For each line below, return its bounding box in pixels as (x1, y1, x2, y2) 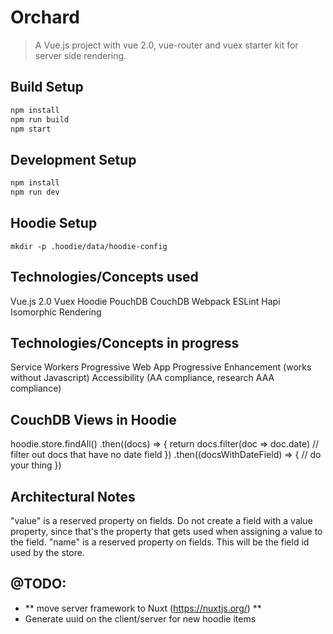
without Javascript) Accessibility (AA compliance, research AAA (10, 372, 275, 384)
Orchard (10, 6, 80, 29)
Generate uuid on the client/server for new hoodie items (24, 612, 257, 625)
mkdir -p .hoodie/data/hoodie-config (10, 241, 168, 251)
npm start (10, 124, 52, 134)
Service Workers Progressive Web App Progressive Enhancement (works (10, 361, 312, 373)
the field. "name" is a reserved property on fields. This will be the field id (10, 536, 310, 548)
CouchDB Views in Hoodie (10, 411, 177, 428)
